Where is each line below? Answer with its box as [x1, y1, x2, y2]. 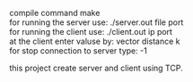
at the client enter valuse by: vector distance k [9, 36, 180, 46]
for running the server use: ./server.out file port [9, 17, 184, 28]
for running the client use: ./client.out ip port [9, 27, 173, 37]
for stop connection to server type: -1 [9, 45, 148, 56]
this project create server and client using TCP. [9, 62, 183, 73]
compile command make [9, 8, 101, 18]
